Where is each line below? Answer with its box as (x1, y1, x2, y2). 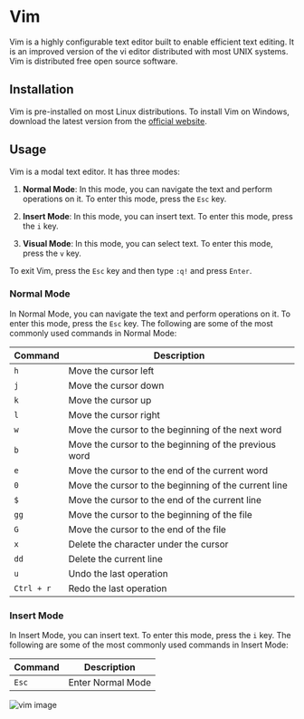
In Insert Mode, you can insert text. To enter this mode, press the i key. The (9, 630, 291, 641)
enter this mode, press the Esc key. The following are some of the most (9, 317, 273, 328)
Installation (9, 82, 74, 97)
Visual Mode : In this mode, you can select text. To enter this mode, (22, 238, 273, 248)
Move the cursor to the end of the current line (68, 493, 262, 506)
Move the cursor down (68, 379, 165, 392)
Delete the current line (68, 552, 163, 565)
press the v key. (22, 248, 81, 258)
